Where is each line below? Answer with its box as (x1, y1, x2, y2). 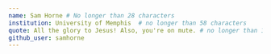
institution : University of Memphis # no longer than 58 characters (8, 19, 248, 27)
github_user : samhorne (8, 33, 85, 42)
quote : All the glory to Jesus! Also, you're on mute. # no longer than (8, 26, 258, 34)
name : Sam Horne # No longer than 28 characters (8, 11, 175, 20)
